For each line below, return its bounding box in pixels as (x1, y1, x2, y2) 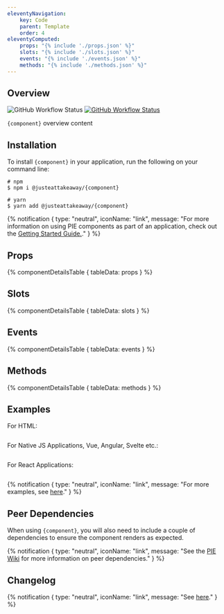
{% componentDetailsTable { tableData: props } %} (7, 268, 153, 277)
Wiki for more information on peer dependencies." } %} (7, 554, 165, 563)
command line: (7, 165, 50, 173)
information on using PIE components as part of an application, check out (7, 222, 217, 231)
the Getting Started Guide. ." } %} (7, 229, 101, 238)
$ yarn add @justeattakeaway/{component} (7, 202, 129, 210)
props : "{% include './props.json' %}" (19, 42, 135, 49)
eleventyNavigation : (7, 10, 67, 17)
